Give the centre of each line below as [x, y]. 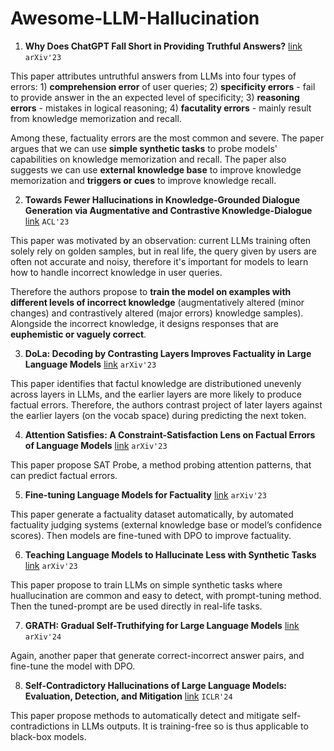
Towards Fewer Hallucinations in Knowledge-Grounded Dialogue [162, 199]
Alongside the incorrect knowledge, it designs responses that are [144, 323]
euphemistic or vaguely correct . [78, 334]
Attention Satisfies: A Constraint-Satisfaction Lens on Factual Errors [170, 434]
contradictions [40, 726]
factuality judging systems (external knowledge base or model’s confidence [166, 524]
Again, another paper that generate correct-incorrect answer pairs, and [157, 655]
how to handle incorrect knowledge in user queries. [116, 272]
